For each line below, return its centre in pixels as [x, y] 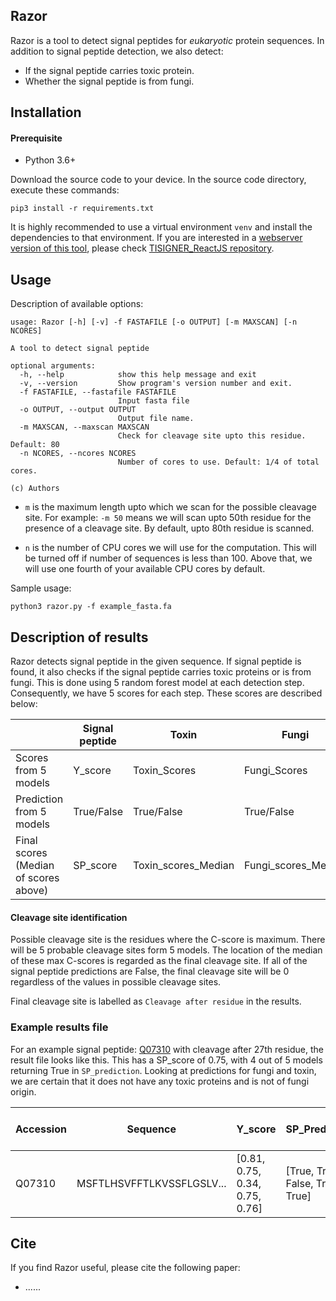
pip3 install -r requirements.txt [82, 209]
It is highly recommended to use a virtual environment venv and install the [161, 227]
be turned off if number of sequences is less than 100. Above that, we [168, 558]
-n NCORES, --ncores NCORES [78, 454]
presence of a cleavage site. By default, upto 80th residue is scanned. [169, 528]
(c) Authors [35, 489]
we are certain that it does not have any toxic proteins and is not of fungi [160, 1081]
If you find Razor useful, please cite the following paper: [125, 1268]
